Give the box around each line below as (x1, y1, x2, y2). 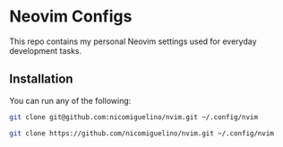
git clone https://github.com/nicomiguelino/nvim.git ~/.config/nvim (9, 128, 275, 138)
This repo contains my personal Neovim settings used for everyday (9, 36, 257, 47)
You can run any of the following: (9, 95, 132, 106)
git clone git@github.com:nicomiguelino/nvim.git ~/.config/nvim (9, 112, 258, 122)
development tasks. (9, 45, 82, 56)
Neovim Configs (9, 6, 133, 27)
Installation (9, 72, 73, 87)
